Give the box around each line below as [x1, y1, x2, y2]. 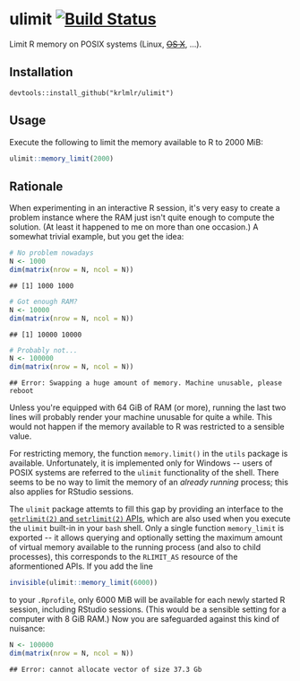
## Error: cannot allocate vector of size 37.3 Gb [9, 665, 202, 674]
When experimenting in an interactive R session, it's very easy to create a [9, 203, 280, 214]
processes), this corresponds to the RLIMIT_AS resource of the [9, 552, 238, 563]
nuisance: [9, 624, 46, 633]
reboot [9, 387, 34, 396]
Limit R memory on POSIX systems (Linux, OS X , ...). [9, 39, 202, 49]
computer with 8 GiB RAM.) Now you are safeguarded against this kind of [9, 614, 280, 624]
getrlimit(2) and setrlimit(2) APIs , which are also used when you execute [9, 513, 291, 524]
